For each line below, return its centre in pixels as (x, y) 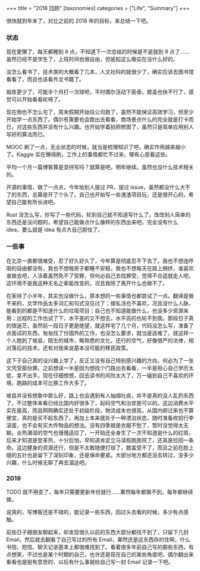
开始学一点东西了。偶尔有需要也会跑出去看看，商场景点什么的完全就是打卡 (97, 120)
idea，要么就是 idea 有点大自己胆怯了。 (55, 230)
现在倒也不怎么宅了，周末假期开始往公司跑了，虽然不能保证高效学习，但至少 (100, 112)
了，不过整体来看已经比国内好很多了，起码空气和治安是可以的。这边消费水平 (100, 402)
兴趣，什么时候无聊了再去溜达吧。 (48, 462)
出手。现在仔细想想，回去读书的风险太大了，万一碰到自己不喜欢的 (107, 375)
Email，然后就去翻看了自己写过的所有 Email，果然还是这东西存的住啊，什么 (98, 539)
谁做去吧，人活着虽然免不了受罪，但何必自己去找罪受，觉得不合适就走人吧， (100, 276)
